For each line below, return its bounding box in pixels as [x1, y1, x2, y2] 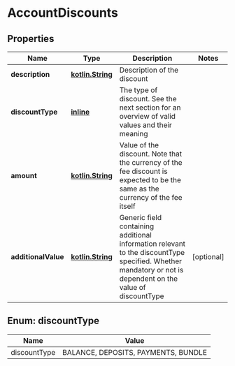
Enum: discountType [7, 315, 100, 327]
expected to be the [119, 175, 182, 184]
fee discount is [119, 166, 168, 176]
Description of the [119, 65, 179, 75]
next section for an [119, 103, 181, 112]
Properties [7, 33, 55, 45]
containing [119, 221, 155, 231]
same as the [119, 184, 159, 193]
